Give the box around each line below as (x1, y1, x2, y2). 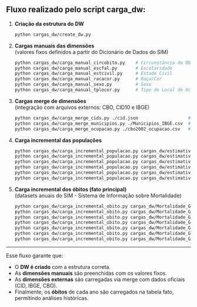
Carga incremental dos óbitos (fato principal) (14, 186, 127, 193)
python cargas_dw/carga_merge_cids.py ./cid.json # (14, 115, 191, 121)
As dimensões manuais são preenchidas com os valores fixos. (14, 270, 167, 277)
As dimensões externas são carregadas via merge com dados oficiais (14, 275, 185, 283)
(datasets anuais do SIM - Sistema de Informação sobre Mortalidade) (14, 192, 182, 199)
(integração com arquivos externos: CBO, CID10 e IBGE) (14, 104, 150, 111)
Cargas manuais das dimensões (14, 42, 95, 49)
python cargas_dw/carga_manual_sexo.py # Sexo (14, 81, 152, 87)
